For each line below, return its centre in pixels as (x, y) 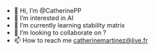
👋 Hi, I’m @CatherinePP (47, 11)
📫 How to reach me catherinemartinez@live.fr (81, 40)
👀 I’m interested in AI (44, 18)
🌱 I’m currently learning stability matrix (69, 25)
